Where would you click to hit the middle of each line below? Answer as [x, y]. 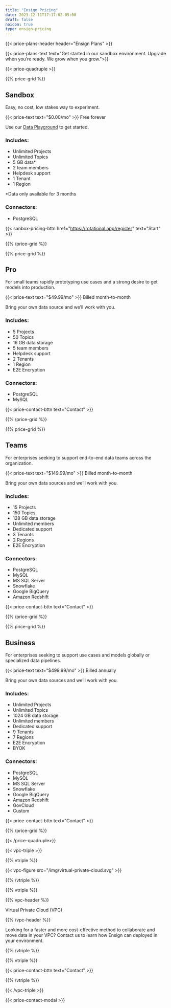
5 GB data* [24, 162]
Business [20, 643]
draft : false [19, 19]
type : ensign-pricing [28, 29]
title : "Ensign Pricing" [32, 10]
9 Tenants [23, 732]
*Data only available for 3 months [41, 194]
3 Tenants [23, 535]
